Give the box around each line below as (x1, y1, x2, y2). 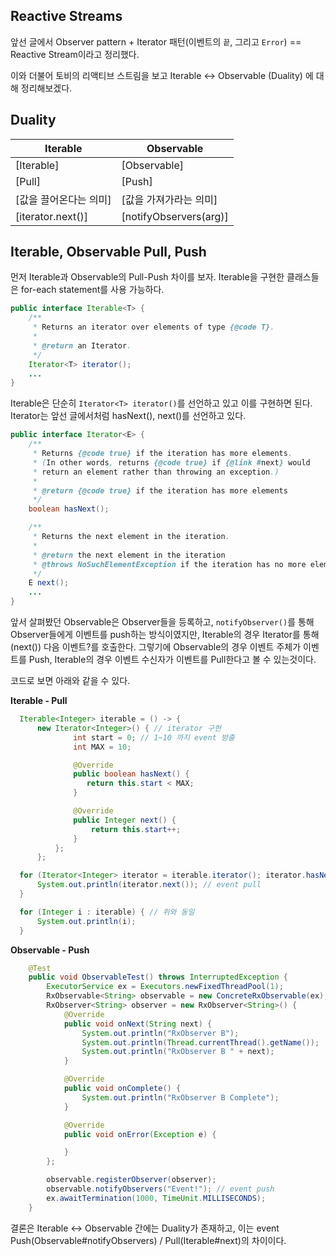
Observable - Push (10, 944, 90, 956)
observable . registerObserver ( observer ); (46, 1175, 217, 1185)
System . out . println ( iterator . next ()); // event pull (36, 880, 262, 890)
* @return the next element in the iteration (32, 550, 226, 560)
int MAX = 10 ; (73, 742, 132, 752)
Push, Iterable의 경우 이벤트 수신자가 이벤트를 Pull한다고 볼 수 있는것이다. (28, 654, 317, 666)
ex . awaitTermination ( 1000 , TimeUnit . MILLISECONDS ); (46, 1193, 267, 1203)
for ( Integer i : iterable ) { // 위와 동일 (19, 907, 195, 917)
